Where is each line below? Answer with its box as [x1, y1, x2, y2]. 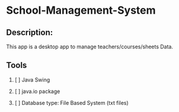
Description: [6, 27, 53, 38]
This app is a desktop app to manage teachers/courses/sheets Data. [6, 43, 174, 50]
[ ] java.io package [14, 88, 60, 95]
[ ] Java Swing [14, 76, 50, 83]
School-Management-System [6, 4, 156, 17]
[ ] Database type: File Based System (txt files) [14, 99, 129, 106]
